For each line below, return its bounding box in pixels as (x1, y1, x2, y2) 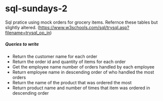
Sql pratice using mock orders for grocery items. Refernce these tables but (5, 19, 158, 25)
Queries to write (5, 41, 39, 47)
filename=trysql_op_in (5, 30, 51, 35)
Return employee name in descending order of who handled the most (12, 69, 155, 75)
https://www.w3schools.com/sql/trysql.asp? (39, 24, 130, 30)
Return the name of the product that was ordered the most (12, 79, 132, 85)
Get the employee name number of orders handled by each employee (12, 64, 155, 69)
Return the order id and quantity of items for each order (12, 59, 126, 65)
